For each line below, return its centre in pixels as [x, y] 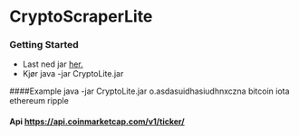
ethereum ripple [39, 101]
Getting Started [44, 45]
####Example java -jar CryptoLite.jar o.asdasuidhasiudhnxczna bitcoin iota [149, 91]
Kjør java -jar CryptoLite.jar [73, 74]
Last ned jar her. [53, 64]
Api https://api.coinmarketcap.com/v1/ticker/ [97, 122]
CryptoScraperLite [81, 17]
